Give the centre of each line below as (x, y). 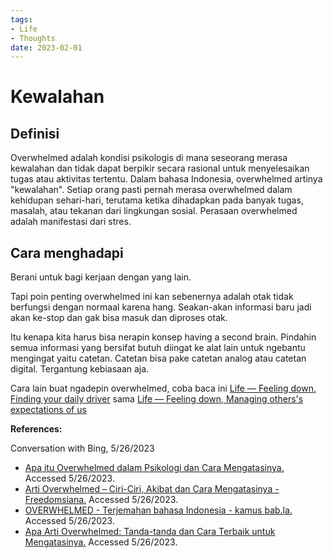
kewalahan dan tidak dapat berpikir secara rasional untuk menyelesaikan (160, 168)
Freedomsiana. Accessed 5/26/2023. (101, 500)
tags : (21, 19)
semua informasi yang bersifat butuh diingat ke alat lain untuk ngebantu (158, 348)
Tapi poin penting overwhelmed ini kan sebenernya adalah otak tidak (152, 297)
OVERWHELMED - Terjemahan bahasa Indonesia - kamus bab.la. (158, 510)
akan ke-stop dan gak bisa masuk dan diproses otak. (119, 318)
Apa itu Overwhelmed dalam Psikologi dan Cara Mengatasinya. (154, 468)
